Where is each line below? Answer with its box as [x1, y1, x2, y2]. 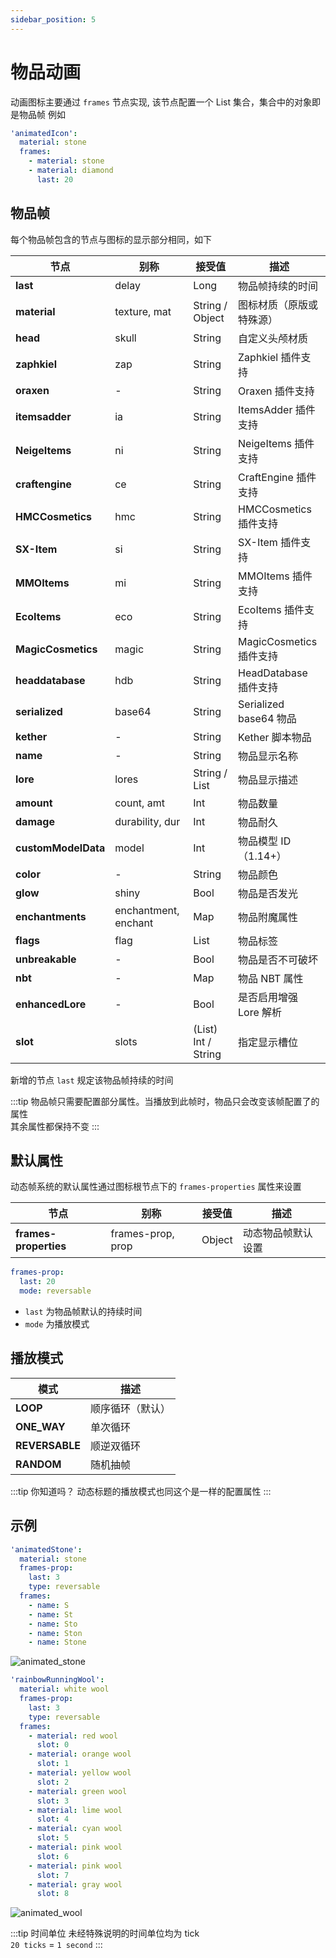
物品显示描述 [238, 772, 299, 786]
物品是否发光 [238, 886, 299, 900]
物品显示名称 [238, 749, 299, 763]
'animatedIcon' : [10, 128, 78, 138]
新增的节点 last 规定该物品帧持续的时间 [10, 1074, 174, 1086]
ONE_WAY [15, 1419, 66, 1433]
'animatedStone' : [10, 1544, 83, 1555]
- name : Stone [28, 1637, 87, 1648]
